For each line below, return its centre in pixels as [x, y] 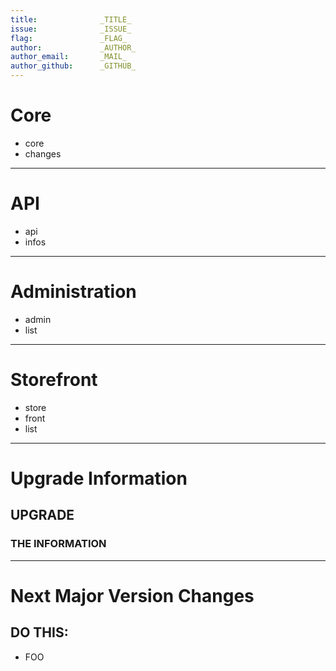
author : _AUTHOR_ [73, 47]
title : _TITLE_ [71, 19]
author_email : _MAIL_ [69, 57]
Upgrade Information [99, 478]
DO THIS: [39, 632]
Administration [73, 292]
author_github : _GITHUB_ [73, 66]
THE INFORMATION [58, 544]
